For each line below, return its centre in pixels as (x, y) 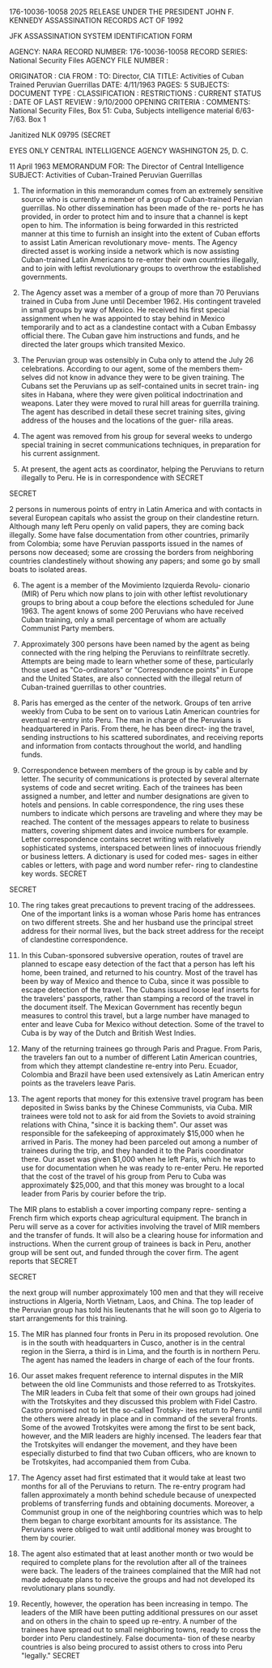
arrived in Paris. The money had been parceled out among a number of (139, 1142)
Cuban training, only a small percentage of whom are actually (123, 619)
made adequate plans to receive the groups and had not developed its (138, 1580)
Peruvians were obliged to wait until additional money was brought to (136, 1529)
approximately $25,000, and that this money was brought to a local (133, 1185)
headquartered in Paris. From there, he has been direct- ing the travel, (138, 729)
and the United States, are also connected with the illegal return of (132, 678)
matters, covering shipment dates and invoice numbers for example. (135, 830)
